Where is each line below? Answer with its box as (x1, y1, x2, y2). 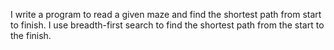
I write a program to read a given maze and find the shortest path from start (10, 9, 322, 20)
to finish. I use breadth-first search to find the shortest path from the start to (10, 19, 325, 31)
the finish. (10, 30, 52, 41)
